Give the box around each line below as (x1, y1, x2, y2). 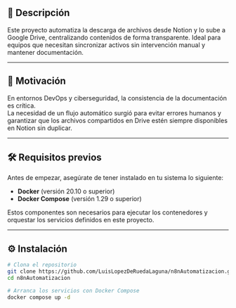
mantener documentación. (7, 48, 84, 56)
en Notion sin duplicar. (7, 124, 72, 132)
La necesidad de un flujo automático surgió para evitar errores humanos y (7, 108, 221, 117)
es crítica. (7, 101, 37, 110)
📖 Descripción (7, 7, 70, 19)
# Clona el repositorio (7, 262, 77, 269)
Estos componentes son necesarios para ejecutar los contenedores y (7, 208, 209, 217)
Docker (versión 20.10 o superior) (17, 187, 115, 195)
